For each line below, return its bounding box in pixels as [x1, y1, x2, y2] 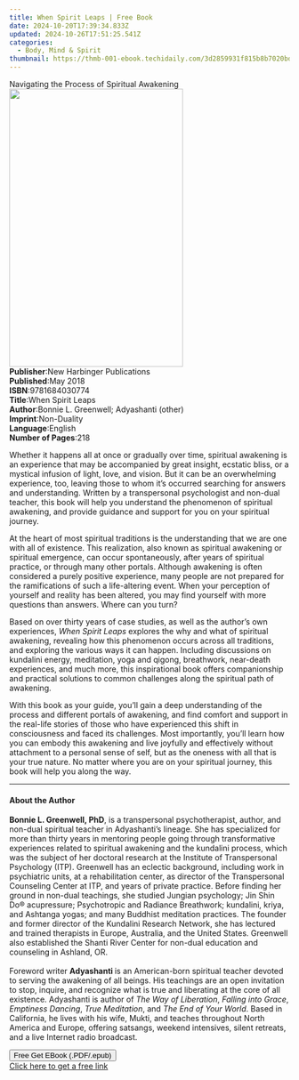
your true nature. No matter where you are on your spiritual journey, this [9, 757, 273, 767]
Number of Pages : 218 [9, 432, 91, 443]
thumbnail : [9, 54, 50, 63]
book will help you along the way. [9, 766, 132, 777]
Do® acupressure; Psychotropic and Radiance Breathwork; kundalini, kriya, [9, 899, 285, 910]
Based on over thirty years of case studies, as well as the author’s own [9, 617, 269, 627]
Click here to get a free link [9, 1060, 109, 1072]
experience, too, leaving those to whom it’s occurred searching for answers [9, 478, 287, 488]
